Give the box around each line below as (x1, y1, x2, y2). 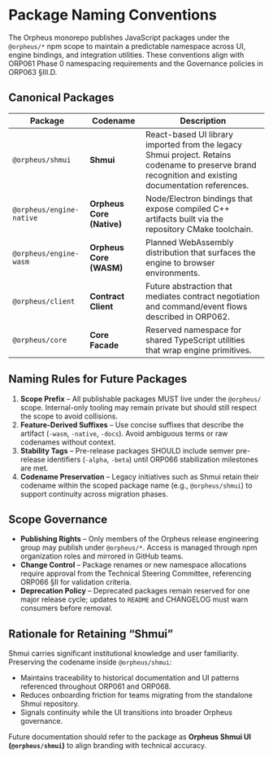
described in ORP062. (145, 311, 230, 322)
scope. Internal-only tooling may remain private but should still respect (19, 402, 258, 412)
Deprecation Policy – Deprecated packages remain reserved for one (19, 586, 250, 596)
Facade (89, 340, 119, 351)
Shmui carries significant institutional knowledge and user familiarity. (8, 649, 240, 659)
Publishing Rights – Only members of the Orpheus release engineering (19, 534, 258, 544)
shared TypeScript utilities (145, 334, 245, 345)
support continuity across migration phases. (19, 489, 168, 498)
